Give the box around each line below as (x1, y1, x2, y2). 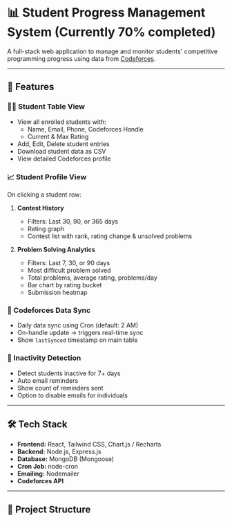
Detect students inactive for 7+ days (17, 369, 121, 377)
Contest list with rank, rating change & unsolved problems (27, 232, 193, 240)
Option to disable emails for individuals (17, 391, 128, 399)
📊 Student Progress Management (7, 5, 206, 21)
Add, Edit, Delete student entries (17, 139, 110, 148)
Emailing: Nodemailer (17, 469, 79, 478)
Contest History (17, 204, 64, 212)
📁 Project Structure (7, 503, 91, 515)
